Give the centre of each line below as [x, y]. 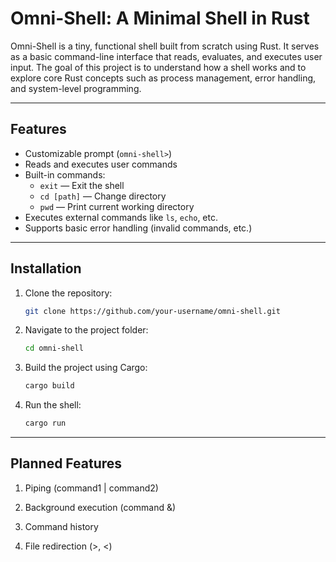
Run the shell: [53, 405]
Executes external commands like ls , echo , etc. [121, 217]
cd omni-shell [54, 348]
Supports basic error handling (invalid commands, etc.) [138, 228]
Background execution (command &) [100, 507]
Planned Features [66, 463]
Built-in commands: [65, 174]
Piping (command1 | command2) [91, 488]
